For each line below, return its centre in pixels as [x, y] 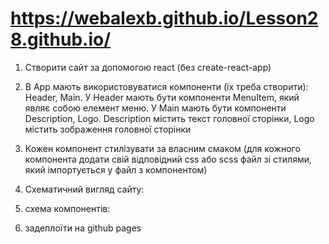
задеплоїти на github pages [83, 228]
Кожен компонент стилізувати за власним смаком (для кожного [162, 148]
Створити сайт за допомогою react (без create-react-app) [148, 67]
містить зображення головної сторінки [108, 129]
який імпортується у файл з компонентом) [116, 169]
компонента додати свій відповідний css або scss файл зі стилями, [168, 159]
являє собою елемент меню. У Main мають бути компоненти [155, 108]
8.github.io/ [61, 39]
